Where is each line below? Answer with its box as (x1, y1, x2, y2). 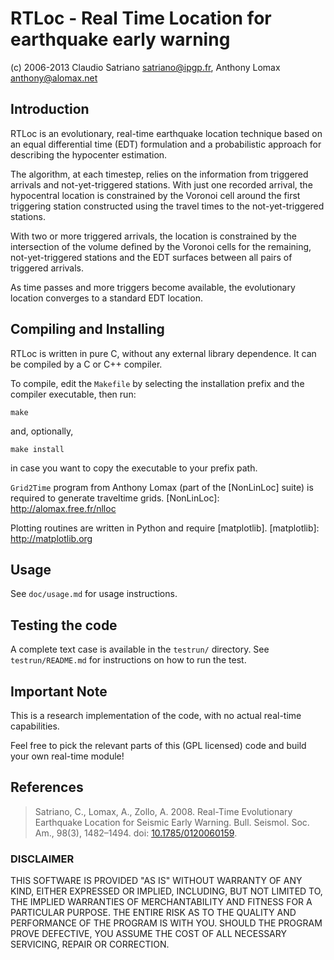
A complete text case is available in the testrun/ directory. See (10, 643, 270, 656)
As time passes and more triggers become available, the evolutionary (10, 281, 296, 293)
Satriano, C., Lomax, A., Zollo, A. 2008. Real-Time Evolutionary (34, 805, 293, 817)
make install (10, 444, 65, 454)
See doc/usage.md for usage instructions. (10, 588, 178, 600)
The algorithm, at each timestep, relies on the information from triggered (10, 168, 309, 180)
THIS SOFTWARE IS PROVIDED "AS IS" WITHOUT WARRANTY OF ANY (10, 875, 303, 887)
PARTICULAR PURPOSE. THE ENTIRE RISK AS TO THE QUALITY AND (10, 907, 297, 919)
